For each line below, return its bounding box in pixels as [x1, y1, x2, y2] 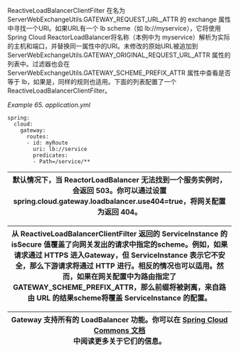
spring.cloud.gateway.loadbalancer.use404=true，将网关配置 [13, 197, 226, 206]
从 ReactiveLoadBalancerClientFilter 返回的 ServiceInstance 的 [11, 229, 228, 239]
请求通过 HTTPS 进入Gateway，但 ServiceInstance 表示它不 [14, 250, 218, 260]
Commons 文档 [93, 326, 146, 335]
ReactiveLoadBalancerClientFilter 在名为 [7, 6, 126, 14]
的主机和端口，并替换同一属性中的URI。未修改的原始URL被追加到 [7, 42, 198, 50]
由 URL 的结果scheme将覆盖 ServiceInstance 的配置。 [27, 293, 212, 303]
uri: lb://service [33, 145, 87, 152]
